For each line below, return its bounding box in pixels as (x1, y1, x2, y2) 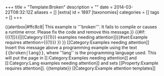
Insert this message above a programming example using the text (5, 45, 137, 50)
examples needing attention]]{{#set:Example (57, 34, 148, 40)
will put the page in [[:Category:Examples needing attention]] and (5, 55, 137, 60)
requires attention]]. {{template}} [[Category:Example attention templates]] (5, 65, 156, 71)
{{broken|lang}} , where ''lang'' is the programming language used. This (5, 50, 157, 56)
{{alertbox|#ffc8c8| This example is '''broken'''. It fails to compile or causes (5, 24, 157, 30)
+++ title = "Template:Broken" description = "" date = (5, 4, 113, 10)
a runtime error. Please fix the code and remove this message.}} (5, 29, 134, 35)
